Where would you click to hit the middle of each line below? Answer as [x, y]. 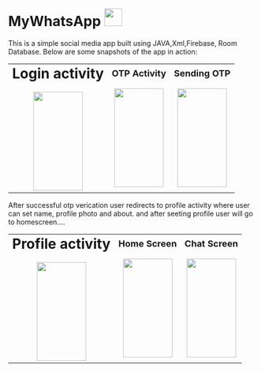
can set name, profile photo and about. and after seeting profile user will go [131, 213]
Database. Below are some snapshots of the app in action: [103, 51]
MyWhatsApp [54, 22]
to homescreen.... [37, 222]
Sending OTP [202, 73]
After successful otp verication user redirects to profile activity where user [129, 205]
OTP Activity [139, 73]
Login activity [58, 73]
